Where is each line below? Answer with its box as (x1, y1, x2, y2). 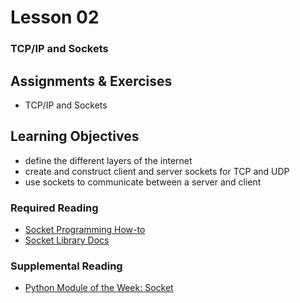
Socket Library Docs (24, 234, 110, 246)
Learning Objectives (10, 128, 140, 145)
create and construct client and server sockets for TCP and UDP (24, 165, 290, 177)
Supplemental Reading (10, 259, 123, 273)
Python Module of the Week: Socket (24, 282, 174, 294)
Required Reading (10, 201, 99, 215)
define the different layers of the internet (24, 154, 193, 166)
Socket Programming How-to (24, 224, 146, 236)
